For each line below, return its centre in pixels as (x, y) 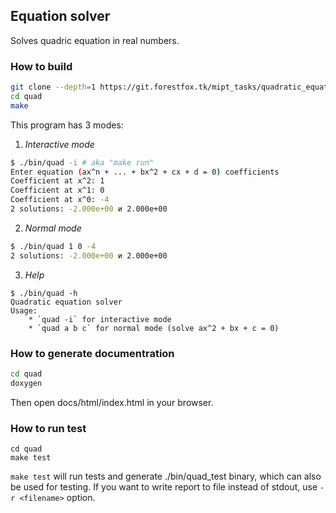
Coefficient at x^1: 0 (57, 190)
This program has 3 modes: (67, 125)
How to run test (48, 428)
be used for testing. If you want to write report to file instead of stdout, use (164, 487)
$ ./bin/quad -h (44, 293)
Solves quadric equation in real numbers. (95, 40)
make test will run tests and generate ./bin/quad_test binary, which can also (166, 476)
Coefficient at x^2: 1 (57, 181)
